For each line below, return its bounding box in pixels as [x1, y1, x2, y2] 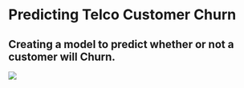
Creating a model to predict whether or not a [8, 38, 234, 51]
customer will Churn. [8, 50, 116, 63]
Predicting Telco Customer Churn [8, 6, 237, 24]
